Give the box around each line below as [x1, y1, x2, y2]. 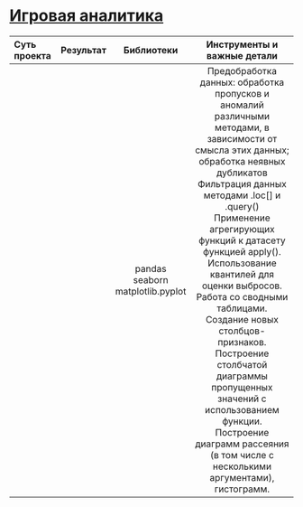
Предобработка [207, 64, 278, 77]
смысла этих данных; [195, 144, 290, 156]
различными [214, 109, 271, 122]
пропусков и [215, 87, 270, 99]
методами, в [215, 121, 270, 134]
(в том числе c [210, 448, 275, 461]
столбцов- [218, 324, 266, 337]
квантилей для [209, 268, 275, 280]
